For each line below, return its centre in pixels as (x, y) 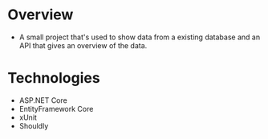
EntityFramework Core (56, 108)
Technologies (54, 78)
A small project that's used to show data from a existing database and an (140, 37)
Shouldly (34, 125)
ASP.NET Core (43, 100)
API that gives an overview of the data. (83, 45)
